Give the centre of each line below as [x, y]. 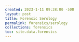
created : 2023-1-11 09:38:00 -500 [40, 9]
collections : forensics [29, 28]
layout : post [18, 14]
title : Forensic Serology [31, 18]
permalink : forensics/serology [36, 23]
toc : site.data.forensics [31, 32]
